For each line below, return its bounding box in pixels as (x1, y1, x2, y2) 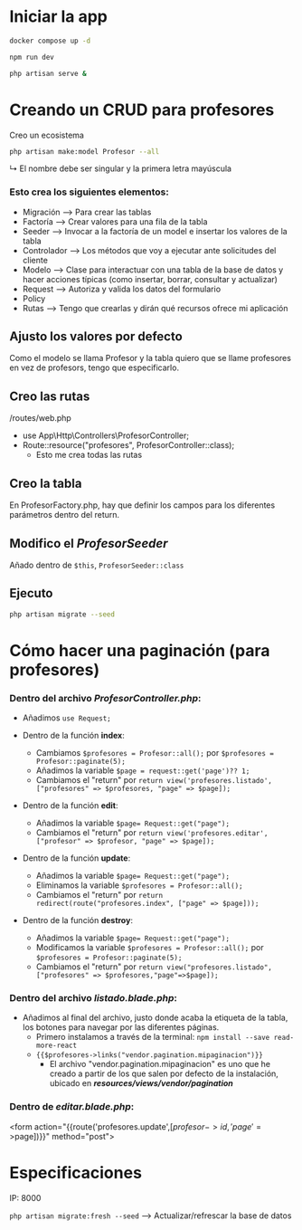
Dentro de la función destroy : (22, 915, 134, 926)
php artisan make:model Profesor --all (9, 147, 160, 156)
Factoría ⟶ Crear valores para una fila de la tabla (22, 215, 208, 227)
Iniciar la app (9, 6, 109, 27)
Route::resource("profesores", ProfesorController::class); (22, 440, 235, 451)
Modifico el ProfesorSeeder (9, 536, 168, 551)
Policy (22, 292, 46, 304)
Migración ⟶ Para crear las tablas (22, 206, 152, 217)
